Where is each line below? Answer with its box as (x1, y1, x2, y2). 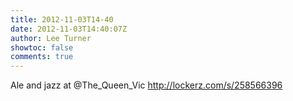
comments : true (10, 52, 74, 62)
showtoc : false (10, 42, 74, 53)
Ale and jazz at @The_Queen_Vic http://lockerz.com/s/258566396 (10, 79, 283, 91)
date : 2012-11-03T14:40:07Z (10, 24, 128, 34)
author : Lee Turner (10, 33, 92, 43)
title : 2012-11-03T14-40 (10, 14, 114, 25)
